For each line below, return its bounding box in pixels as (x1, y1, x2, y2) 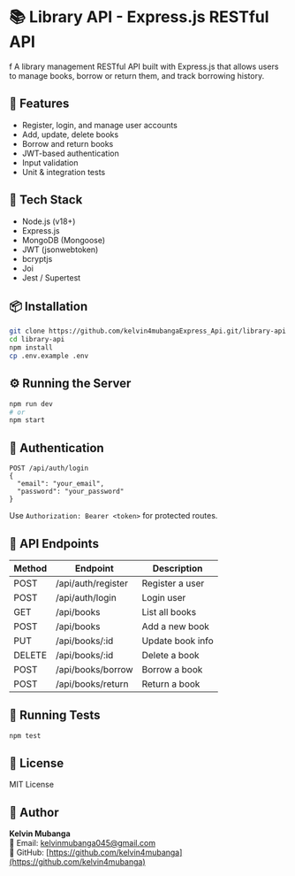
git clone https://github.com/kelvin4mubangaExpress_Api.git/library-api (9, 327, 287, 336)
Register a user (141, 577, 205, 589)
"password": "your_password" (17, 488, 125, 496)
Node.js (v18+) (21, 216, 76, 227)
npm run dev (9, 399, 53, 408)
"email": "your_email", (17, 480, 104, 488)
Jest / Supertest (21, 272, 81, 283)
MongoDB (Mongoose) (21, 234, 106, 245)
